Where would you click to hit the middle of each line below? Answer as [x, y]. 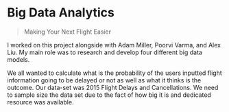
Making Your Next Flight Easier [68, 32]
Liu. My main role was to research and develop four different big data [105, 52]
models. [19, 59]
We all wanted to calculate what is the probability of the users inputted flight [114, 73]
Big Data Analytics [61, 13]
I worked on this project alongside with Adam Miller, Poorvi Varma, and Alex [114, 45]
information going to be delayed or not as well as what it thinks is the [104, 80]
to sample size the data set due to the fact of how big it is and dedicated [109, 95]
